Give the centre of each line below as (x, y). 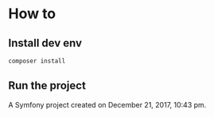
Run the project (47, 86)
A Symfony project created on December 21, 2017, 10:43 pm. (107, 104)
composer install (37, 61)
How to (32, 14)
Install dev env (45, 43)
